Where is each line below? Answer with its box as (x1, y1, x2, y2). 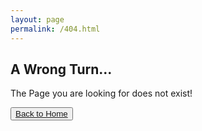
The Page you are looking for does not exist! (10, 87, 193, 100)
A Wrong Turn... (10, 61, 113, 78)
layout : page (10, 14, 65, 25)
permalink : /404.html (10, 24, 101, 34)
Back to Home (15, 109, 68, 120)
